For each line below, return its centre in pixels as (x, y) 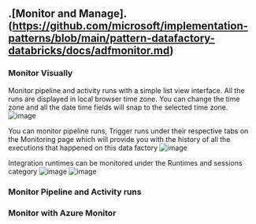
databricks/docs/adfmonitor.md (89, 51)
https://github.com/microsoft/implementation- (130, 26)
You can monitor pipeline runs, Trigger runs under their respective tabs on (128, 131)
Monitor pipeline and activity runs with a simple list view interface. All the (127, 90)
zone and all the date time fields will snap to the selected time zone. (118, 107)
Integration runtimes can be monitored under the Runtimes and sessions (125, 162)
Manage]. (103, 14)
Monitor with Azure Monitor (62, 213)
